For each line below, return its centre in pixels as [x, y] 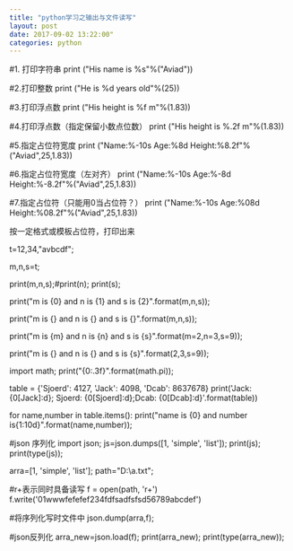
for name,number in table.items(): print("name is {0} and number [129, 415]
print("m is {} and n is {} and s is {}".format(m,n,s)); [103, 319]
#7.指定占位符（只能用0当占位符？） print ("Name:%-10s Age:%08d [134, 203]
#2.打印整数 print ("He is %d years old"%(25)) [95, 88]
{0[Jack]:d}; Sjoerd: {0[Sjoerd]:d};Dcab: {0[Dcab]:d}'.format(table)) [134, 398]
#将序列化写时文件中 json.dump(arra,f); [82, 518]
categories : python [46, 43]
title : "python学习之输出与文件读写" [73, 17]
